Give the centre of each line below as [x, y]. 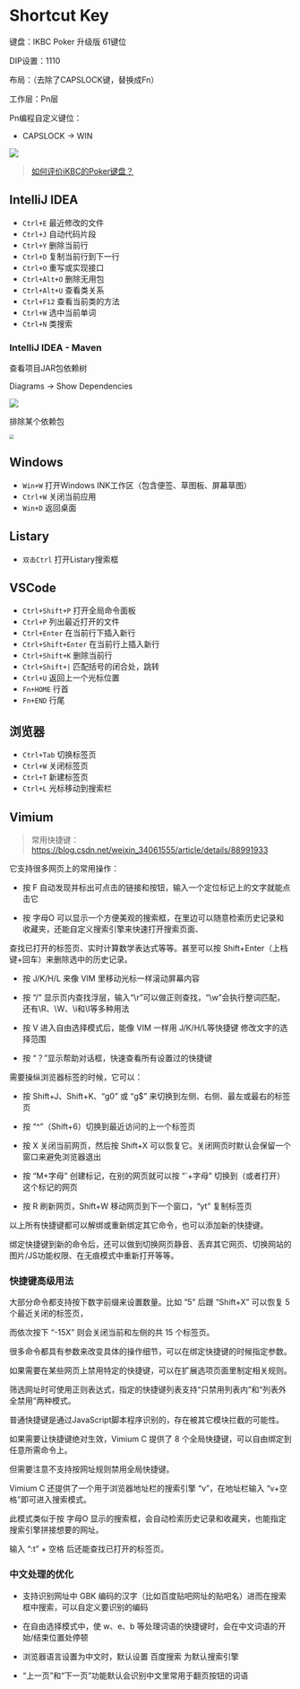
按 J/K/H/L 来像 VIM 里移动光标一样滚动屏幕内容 [111, 978]
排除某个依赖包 [37, 422]
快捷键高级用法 [42, 1282]
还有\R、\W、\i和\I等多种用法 [76, 1009]
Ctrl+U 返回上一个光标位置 [71, 678]
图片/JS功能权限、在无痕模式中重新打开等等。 [94, 1256]
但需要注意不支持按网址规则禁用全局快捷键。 [92, 1469]
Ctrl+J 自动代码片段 [59, 233]
